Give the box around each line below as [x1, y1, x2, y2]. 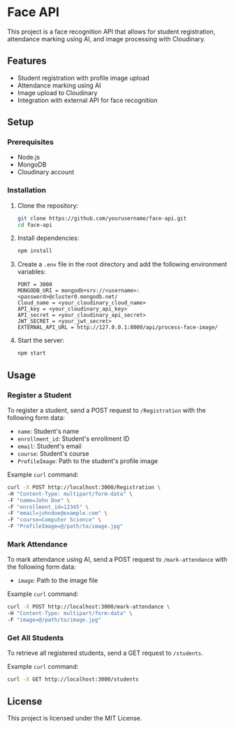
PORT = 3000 [17, 281, 52, 288]
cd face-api [17, 221, 52, 228]
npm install [17, 248, 52, 255]
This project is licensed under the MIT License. [7, 714, 142, 722]
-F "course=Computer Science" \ [7, 516, 101, 523]
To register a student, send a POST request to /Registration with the [7, 406, 206, 414]
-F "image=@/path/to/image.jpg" [7, 616, 101, 623]
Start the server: [17, 337, 65, 345]
